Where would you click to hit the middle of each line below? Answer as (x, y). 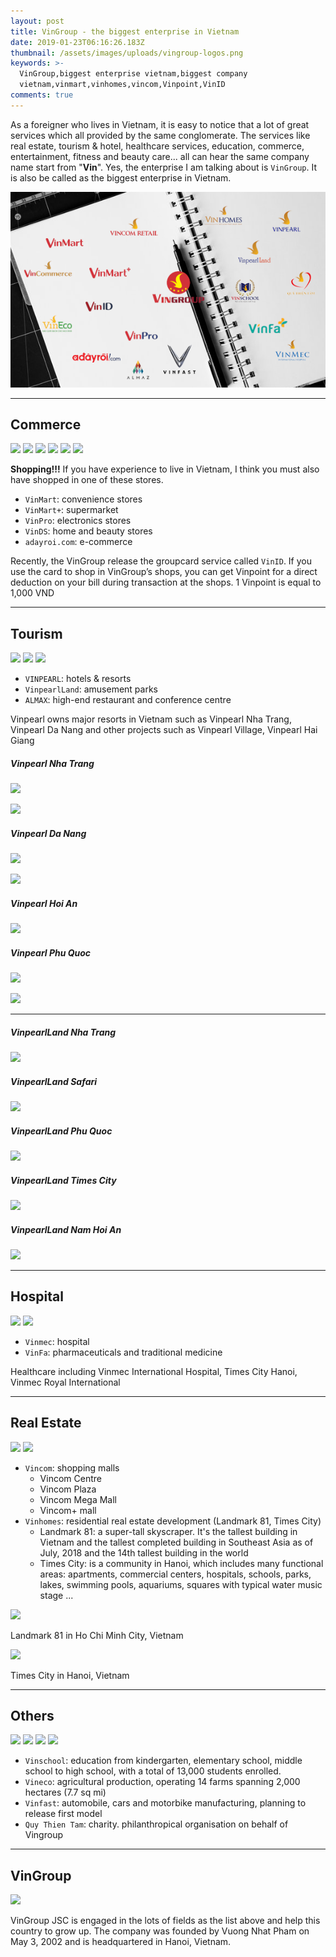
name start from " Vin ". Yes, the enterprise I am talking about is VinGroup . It (164, 167)
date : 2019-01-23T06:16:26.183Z (77, 42)
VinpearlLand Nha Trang (63, 1032)
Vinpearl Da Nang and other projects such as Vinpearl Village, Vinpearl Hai (164, 730)
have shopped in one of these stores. (87, 480)
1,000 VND (32, 593)
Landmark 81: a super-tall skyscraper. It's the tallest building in (168, 1531)
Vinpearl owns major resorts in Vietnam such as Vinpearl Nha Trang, (151, 719)
